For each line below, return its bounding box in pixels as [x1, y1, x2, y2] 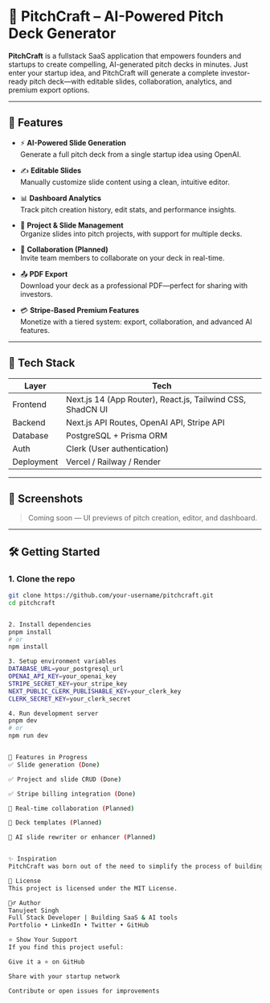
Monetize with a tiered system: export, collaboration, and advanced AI [19, 317, 253, 327]
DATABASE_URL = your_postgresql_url [8, 665, 125, 673]
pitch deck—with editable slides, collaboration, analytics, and [29, 76, 232, 86]
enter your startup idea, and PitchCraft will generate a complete [8, 68, 219, 77]
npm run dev [8, 732, 48, 740]
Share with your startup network [8, 972, 121, 980]
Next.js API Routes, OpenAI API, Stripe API [65, 417, 225, 428]
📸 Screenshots [8, 491, 84, 505]
